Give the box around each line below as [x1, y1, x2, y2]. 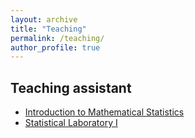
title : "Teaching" [10, 24, 87, 34]
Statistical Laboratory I [24, 117, 118, 129]
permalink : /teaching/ [10, 33, 105, 43]
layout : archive [10, 14, 78, 25]
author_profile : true [10, 42, 101, 53]
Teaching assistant [10, 79, 132, 96]
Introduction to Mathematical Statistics [24, 106, 185, 118]
